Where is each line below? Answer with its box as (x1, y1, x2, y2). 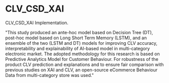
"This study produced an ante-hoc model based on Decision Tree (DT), (5, 29, 153, 35)
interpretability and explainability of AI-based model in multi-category (5, 45, 150, 51)
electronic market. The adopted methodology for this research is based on (5, 51, 160, 57)
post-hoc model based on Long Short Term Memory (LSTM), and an (5, 35, 147, 41)
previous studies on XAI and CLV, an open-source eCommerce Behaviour (5, 66, 158, 73)
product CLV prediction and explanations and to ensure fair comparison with (5, 61, 164, 67)
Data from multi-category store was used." (5, 72, 94, 78)
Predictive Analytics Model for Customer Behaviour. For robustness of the (5, 56, 159, 62)
